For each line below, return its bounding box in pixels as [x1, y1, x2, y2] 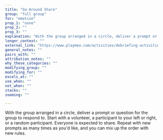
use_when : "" [5, 79, 32, 84]
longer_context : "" [5, 39, 45, 43]
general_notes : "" [5, 47, 42, 52]
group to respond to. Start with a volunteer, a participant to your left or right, [5, 115, 157, 121]
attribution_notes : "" [5, 56, 51, 61]
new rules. [5, 130, 26, 136]
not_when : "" [5, 83, 32, 88]
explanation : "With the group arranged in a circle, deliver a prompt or [5, 34, 158, 39]
